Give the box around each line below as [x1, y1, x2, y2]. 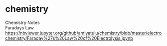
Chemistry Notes [5, 20, 40, 25]
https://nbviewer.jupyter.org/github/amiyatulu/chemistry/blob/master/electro [5, 30, 162, 36]
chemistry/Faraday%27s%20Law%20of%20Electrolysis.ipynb [5, 35, 133, 41]
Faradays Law [5, 24, 34, 30]
